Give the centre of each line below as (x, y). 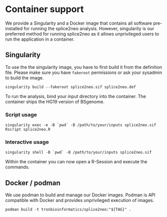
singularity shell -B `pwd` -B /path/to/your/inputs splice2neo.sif (78, 152)
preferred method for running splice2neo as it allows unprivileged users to (82, 34)
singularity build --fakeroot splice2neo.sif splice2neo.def (71, 87)
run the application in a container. (40, 39)
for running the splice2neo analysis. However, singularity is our (89, 28)
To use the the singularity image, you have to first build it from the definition (84, 67)
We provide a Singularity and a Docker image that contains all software (79, 23)
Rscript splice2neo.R (28, 130)
